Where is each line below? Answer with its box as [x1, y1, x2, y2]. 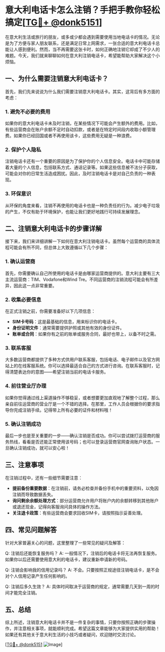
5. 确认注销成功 [5, 420, 41, 427]
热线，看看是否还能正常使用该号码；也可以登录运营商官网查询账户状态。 [9, 439, 156, 445]
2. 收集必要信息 [5, 296, 42, 303]
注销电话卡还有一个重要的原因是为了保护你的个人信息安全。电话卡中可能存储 [5, 158, 160, 164]
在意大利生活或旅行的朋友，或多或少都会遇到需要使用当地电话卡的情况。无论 [5, 34, 160, 40]
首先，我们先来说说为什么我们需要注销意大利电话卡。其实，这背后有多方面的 [5, 88, 160, 94]
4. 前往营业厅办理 [5, 382, 47, 389]
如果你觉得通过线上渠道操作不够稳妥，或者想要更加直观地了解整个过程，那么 [5, 395, 160, 401]
